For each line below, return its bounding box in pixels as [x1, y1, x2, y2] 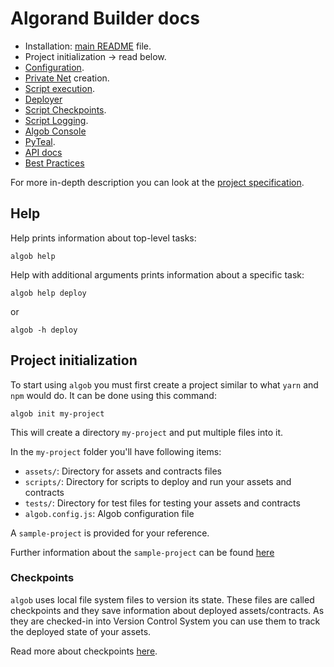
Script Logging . [24, 114, 89, 126]
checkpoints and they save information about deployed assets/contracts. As [10, 604, 325, 616]
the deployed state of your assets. [10, 625, 152, 637]
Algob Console [24, 125, 87, 137]
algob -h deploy [10, 325, 78, 335]
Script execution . [24, 82, 95, 94]
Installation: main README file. [24, 40, 152, 52]
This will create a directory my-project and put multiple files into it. [10, 426, 284, 438]
